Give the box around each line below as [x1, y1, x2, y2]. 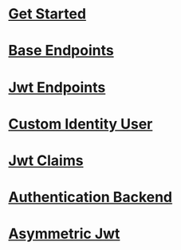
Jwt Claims [8, 151, 84, 169]
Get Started [8, 5, 86, 23]
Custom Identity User [8, 115, 153, 133]
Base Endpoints [8, 42, 114, 60]
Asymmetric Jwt [8, 225, 120, 243]
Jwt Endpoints [8, 78, 106, 96]
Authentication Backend [8, 188, 173, 207]
